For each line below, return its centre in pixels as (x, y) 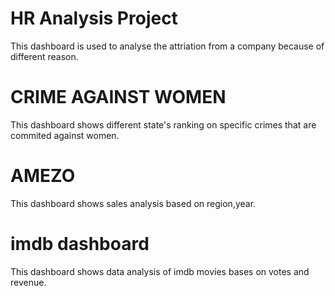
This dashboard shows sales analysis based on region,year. (133, 203)
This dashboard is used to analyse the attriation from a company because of (167, 46)
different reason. (44, 56)
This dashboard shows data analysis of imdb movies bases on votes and (160, 271)
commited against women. (65, 135)
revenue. (28, 282)
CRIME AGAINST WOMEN (118, 97)
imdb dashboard (80, 244)
